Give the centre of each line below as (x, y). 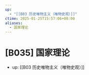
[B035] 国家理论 (37, 53)
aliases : (14, 23)
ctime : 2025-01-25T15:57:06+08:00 (40, 18)
